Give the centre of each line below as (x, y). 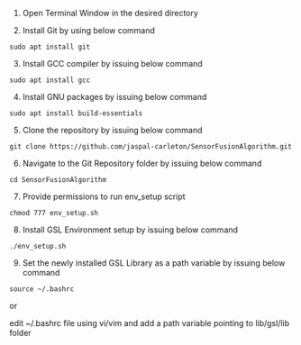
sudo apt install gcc (50, 80)
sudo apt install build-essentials (76, 113)
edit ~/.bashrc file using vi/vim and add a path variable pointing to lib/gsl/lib (150, 323)
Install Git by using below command (89, 30)
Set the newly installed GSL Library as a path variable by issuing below (154, 263)
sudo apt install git (50, 47)
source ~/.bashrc (42, 289)
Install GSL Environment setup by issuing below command (130, 230)
